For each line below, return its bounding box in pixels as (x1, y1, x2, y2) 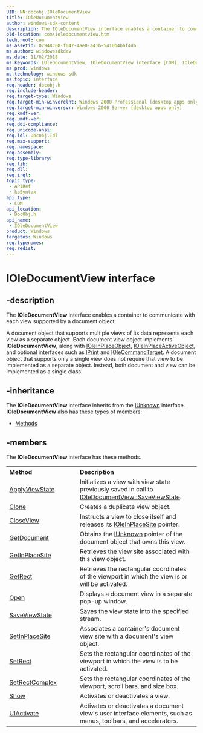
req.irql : (6, 172, 31, 179)
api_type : (6, 194, 31, 200)
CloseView (9, 516, 40, 524)
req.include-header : (6, 88, 59, 94)
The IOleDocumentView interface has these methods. (6, 453, 142, 461)
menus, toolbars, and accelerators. (79, 717, 178, 725)
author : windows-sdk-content (6, 20, 80, 26)
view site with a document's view (79, 632, 174, 640)
